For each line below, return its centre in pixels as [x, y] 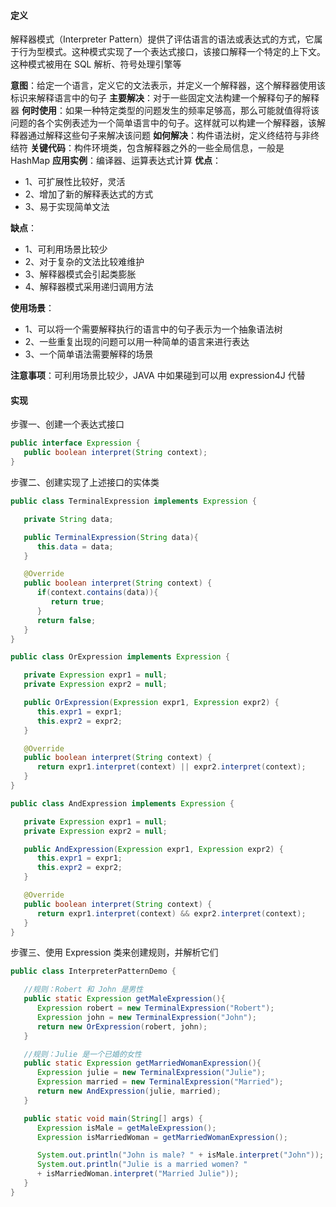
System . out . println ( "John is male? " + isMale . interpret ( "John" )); [180, 1155]
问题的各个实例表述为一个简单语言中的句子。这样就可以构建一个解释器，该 [163, 123]
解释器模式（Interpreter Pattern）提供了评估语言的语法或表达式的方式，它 [162, 39]
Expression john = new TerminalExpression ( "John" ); [146, 1017]
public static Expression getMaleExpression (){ [124, 999]
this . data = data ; [75, 546]
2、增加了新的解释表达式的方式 [89, 194]
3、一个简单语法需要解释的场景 [89, 354]
